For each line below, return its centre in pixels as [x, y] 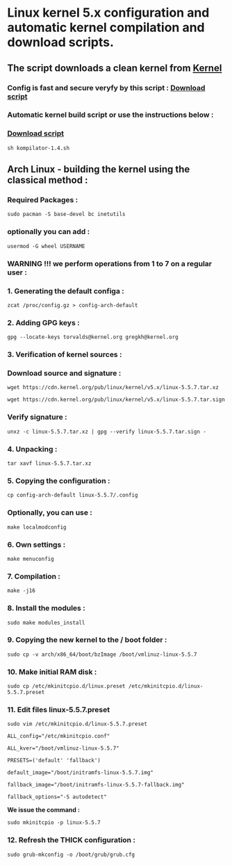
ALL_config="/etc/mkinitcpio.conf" [59, 736]
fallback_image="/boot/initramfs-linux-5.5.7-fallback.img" [96, 785]
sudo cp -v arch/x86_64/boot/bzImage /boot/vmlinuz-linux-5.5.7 [102, 654]
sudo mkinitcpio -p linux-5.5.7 [54, 823]
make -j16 [22, 591]
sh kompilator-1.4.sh [39, 148]
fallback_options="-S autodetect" [57, 797]
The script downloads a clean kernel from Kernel [115, 68]
